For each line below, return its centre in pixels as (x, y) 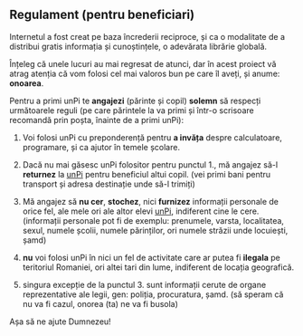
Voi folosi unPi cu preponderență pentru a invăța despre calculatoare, (152, 137)
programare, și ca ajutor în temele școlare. (101, 147)
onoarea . (27, 83)
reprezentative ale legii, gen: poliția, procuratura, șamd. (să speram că (153, 294)
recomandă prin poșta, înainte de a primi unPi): (96, 120)
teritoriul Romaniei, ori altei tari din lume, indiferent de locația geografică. (158, 267)
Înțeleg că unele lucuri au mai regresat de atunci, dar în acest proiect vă (143, 63)
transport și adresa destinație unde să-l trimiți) (109, 184)
